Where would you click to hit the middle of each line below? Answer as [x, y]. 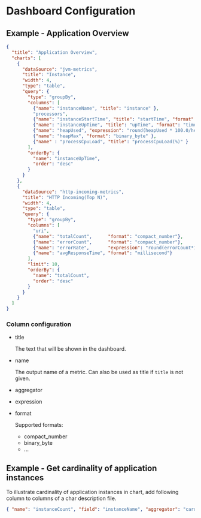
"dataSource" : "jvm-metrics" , [60, 69]
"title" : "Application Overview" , [54, 52]
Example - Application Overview [68, 33]
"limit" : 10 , [44, 264]
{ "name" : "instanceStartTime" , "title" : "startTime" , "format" [113, 119]
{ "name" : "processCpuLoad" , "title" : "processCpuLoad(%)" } [110, 141]
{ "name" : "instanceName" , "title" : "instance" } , [96, 108]
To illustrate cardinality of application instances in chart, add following [92, 492]
